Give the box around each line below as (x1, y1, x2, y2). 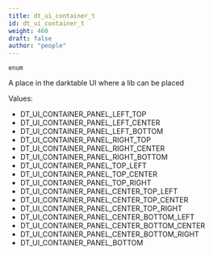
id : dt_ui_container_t (8, 19, 85, 27)
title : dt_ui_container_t (8, 11, 95, 20)
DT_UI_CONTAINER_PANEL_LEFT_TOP (19, 110, 147, 119)
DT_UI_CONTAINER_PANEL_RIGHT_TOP (19, 135, 152, 145)
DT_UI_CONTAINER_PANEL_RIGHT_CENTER (19, 144, 165, 153)
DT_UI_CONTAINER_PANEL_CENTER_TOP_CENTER (19, 195, 189, 205)
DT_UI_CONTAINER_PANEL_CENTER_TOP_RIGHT (19, 203, 183, 214)
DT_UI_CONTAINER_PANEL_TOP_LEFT (19, 161, 147, 170)
